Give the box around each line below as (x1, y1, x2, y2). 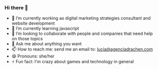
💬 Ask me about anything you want (11, 41, 82, 47)
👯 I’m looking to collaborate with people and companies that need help (11, 31, 153, 37)
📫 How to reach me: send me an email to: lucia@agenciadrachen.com (11, 46, 153, 52)
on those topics (11, 36, 43, 41)
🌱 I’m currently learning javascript (11, 26, 79, 31)
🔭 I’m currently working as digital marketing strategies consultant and (11, 15, 151, 21)
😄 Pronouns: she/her (11, 53, 54, 59)
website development (11, 20, 55, 26)
